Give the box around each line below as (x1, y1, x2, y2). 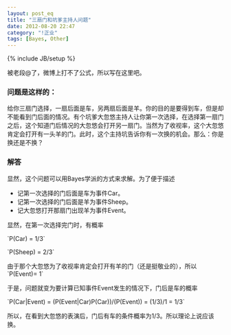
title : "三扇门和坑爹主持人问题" (7, 16, 91, 23)
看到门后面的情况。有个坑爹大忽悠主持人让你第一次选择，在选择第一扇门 (19, 113, 224, 121)
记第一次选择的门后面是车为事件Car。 (16, 189, 124, 197)
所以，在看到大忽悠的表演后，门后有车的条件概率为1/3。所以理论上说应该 (7, 312, 214, 320)
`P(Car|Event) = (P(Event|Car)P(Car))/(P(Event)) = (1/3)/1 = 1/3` (7, 297, 185, 305)
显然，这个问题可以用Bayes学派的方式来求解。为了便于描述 (7, 174, 175, 183)
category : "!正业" (7, 29, 58, 36)
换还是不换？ (7, 139, 43, 147)
